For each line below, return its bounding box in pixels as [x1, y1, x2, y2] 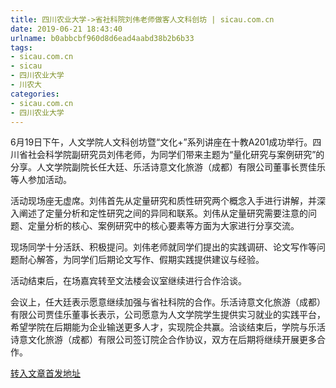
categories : [10, 89, 60, 99]
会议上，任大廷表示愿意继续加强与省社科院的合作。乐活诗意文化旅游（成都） [10, 296, 326, 308]
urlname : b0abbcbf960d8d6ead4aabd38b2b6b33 [10, 33, 195, 43]
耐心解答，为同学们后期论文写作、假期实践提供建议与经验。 [18, 254, 265, 266]
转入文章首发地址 [10, 367, 81, 380]
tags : [10, 42, 33, 53]
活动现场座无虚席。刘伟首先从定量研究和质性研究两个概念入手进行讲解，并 [10, 195, 317, 207]
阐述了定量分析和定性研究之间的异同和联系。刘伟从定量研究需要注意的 [18, 207, 308, 220]
